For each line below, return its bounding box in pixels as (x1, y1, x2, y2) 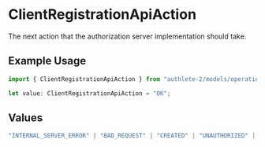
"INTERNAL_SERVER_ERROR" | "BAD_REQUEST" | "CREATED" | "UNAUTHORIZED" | (8, 132, 256, 140)
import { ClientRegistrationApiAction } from (8, 75, 160, 83)
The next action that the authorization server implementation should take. (8, 31, 247, 41)
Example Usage (8, 54, 87, 68)
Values (8, 111, 43, 124)
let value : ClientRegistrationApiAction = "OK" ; (8, 89, 171, 97)
